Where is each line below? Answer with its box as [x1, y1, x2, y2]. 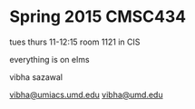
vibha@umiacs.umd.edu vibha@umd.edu [9, 89, 163, 100]
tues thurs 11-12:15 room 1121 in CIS [9, 36, 141, 47]
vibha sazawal [9, 71, 63, 83]
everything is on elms [9, 54, 90, 64]
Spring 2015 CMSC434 [9, 6, 187, 27]
